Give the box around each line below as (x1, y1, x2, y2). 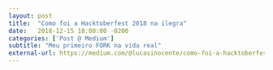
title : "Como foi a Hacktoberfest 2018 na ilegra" (8, 19, 187, 27)
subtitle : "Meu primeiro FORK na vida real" (8, 42, 162, 50)
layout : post (8, 11, 53, 20)
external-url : (8, 49, 57, 57)
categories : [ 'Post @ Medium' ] (8, 34, 115, 43)
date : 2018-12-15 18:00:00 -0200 (8, 27, 129, 35)
